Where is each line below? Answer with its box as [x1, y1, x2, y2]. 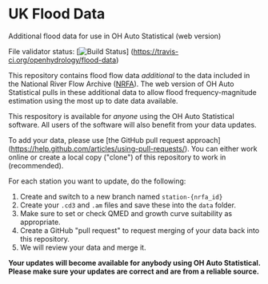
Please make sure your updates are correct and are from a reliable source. [8, 266, 260, 276]
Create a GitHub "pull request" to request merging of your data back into [19, 225, 260, 235]
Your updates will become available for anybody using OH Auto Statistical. [8, 258, 261, 267]
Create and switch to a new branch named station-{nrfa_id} [19, 191, 223, 201]
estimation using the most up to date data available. [8, 96, 178, 105]
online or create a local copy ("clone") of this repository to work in [8, 152, 226, 162]
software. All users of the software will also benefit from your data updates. [8, 120, 258, 129]
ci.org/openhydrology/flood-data [8, 55, 117, 65]
